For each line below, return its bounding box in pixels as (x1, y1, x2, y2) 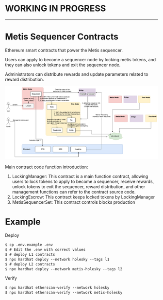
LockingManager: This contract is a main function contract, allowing (12, 174, 148, 179)
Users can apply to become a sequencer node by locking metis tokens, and (5, 56, 156, 62)
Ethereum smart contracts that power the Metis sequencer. (5, 47, 123, 53)
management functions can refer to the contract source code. (12, 189, 136, 195)
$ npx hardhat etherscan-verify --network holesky (5, 285, 110, 290)
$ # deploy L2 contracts (5, 262, 55, 267)
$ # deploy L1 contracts (5, 252, 55, 257)
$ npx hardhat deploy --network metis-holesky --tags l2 (5, 267, 123, 272)
